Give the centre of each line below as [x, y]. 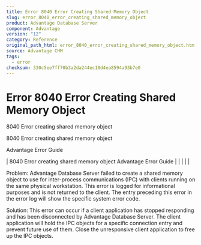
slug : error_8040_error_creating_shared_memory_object [76, 17]
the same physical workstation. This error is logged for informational [91, 186]
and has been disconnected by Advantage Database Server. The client [94, 217]
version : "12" [24, 34]
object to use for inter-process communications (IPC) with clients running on [101, 180]
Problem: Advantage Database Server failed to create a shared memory [94, 173]
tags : [13, 56]
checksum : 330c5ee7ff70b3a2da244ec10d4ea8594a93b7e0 [73, 68]
